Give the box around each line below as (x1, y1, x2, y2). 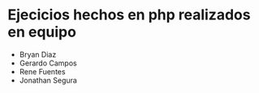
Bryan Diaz (19, 49, 57, 59)
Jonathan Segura (19, 75, 78, 85)
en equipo (7, 23, 76, 41)
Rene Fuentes (19, 66, 66, 76)
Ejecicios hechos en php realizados (7, 6, 251, 24)
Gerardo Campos (19, 58, 78, 68)
